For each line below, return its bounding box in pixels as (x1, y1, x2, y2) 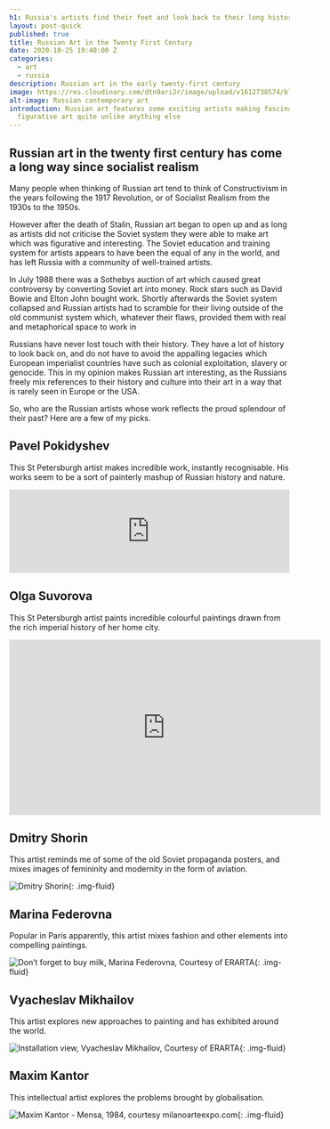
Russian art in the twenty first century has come (9, 145, 283, 160)
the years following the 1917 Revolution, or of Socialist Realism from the (9, 192, 270, 203)
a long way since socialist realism (9, 159, 199, 175)
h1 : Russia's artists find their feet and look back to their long (9, 12, 265, 22)
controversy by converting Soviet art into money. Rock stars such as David (9, 283, 283, 294)
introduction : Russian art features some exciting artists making (9, 104, 261, 113)
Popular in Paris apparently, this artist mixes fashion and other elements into (9, 930, 288, 941)
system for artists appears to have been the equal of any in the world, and (9, 247, 280, 258)
